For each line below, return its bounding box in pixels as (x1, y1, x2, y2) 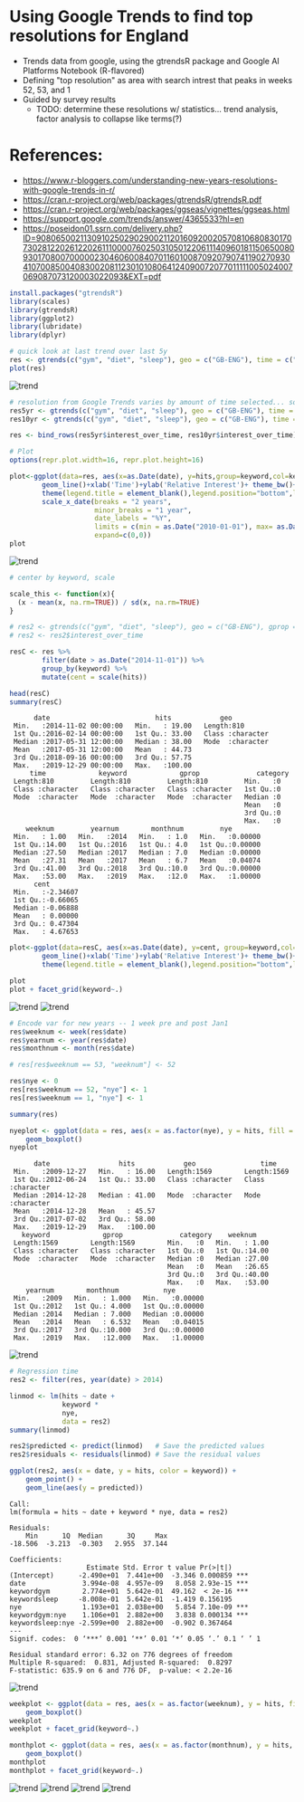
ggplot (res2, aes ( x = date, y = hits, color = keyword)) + (9, 1466, 237, 1476)
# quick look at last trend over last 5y (9, 347, 168, 357)
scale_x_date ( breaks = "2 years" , (42, 497, 172, 506)
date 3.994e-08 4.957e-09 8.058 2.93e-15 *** (9, 1578, 249, 1587)
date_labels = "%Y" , (94, 514, 172, 523)
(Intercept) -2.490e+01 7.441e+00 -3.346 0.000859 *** (9, 1570, 249, 1580)
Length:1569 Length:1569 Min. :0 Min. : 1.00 (13, 1238, 270, 1248)
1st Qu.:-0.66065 (13, 896, 79, 905)
